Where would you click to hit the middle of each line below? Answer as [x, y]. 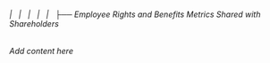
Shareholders [34, 23]
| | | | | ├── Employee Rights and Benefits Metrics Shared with [135, 14]
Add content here [42, 51]
